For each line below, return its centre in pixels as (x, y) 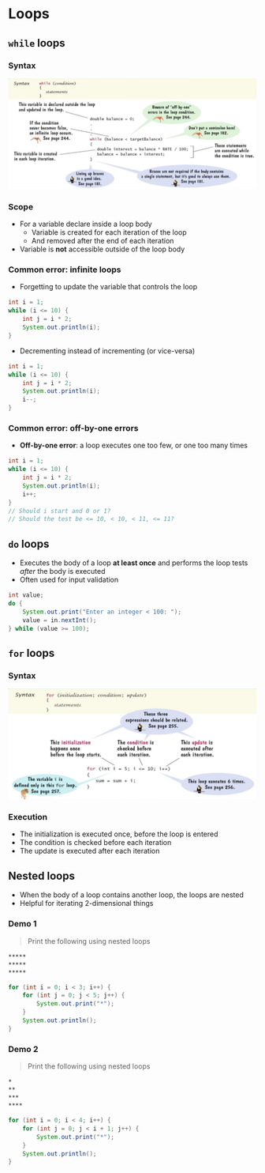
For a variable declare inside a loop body (86, 224)
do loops (29, 543)
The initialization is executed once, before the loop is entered (119, 834)
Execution (28, 817)
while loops (37, 43)
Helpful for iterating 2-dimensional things (86, 903)
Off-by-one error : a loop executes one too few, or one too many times (134, 445)
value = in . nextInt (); (60, 620)
